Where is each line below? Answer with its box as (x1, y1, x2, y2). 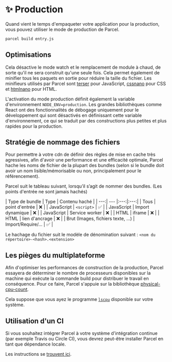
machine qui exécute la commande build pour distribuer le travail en (5, 275, 149, 281)
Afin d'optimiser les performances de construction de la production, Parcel (5, 265, 164, 271)
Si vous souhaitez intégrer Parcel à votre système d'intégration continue (5, 330, 158, 336)
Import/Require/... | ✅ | (5, 222, 53, 228)
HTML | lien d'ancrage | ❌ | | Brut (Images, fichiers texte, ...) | (5, 215, 135, 222)
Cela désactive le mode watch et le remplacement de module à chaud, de (5, 64, 161, 70)
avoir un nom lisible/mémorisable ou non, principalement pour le (5, 168, 142, 174)
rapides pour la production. (5, 123, 63, 129)
